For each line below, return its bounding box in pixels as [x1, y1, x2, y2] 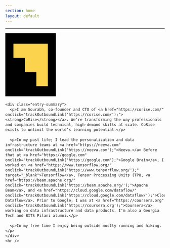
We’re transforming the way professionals [70, 117, 162, 122]
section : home [5, 8, 35, 13]
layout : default [5, 13, 39, 19]
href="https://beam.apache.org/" [5, 177, 76, 183]
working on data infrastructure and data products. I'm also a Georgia [5, 208, 159, 213]
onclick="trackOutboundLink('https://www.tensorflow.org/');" [5, 167, 139, 173]
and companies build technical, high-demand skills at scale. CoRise [5, 122, 155, 127]
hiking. [145, 223, 162, 228]
